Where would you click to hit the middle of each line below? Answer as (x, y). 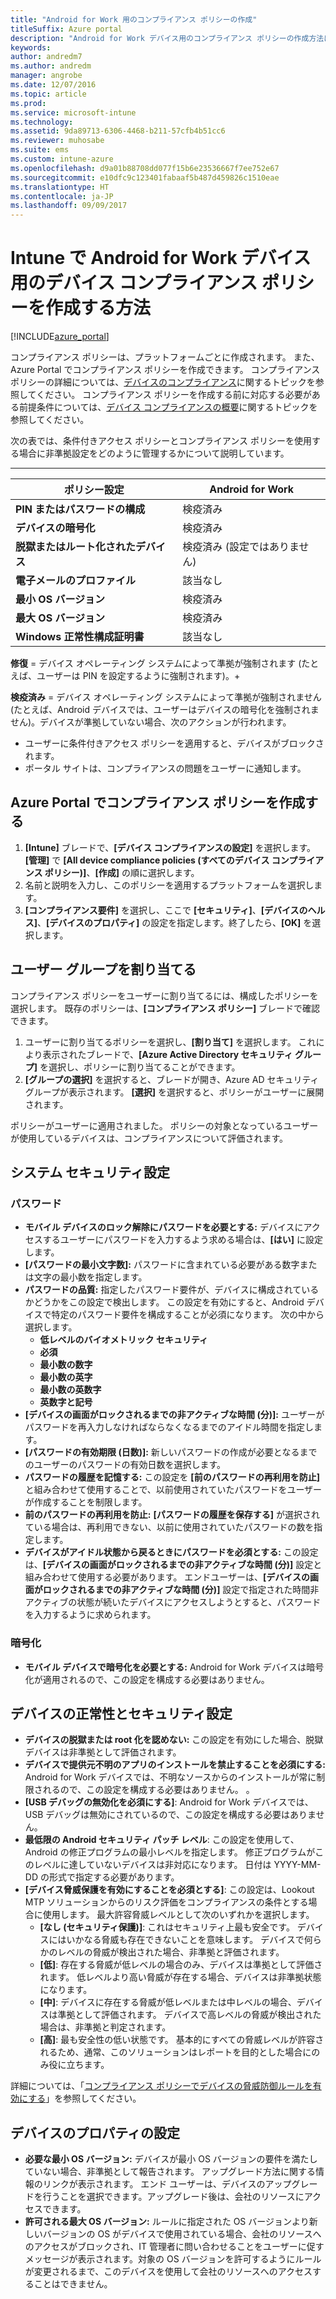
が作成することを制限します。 (86, 1502)
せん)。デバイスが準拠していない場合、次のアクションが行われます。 (151, 722)
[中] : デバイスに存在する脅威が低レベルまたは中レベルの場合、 (168, 2002)
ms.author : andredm (51, 66)
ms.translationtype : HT (60, 187)
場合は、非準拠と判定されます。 (105, 2027)
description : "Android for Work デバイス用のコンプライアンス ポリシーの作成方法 (167, 38)
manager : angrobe (46, 76)
